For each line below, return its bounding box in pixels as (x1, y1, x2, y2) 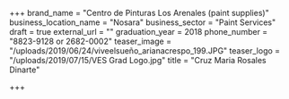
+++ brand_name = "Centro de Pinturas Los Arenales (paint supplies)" (9, 8, 269, 18)
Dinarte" (9, 64, 40, 75)
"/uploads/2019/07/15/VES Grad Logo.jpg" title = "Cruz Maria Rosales (9, 55, 267, 65)
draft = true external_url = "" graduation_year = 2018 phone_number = (9, 27, 268, 37)
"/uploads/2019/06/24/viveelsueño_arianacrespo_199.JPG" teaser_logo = (9, 45, 281, 56)
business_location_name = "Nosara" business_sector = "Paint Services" (9, 17, 276, 28)
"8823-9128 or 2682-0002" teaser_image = (9, 36, 172, 46)
